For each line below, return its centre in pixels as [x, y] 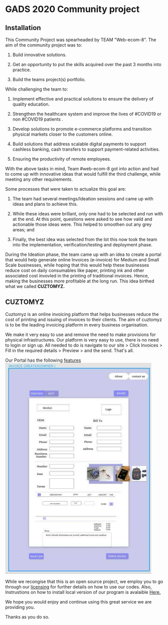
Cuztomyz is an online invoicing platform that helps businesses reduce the [82, 314]
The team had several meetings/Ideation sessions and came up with [83, 199]
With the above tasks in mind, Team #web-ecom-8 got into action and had [82, 169]
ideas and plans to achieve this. [45, 204]
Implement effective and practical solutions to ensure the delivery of [83, 99]
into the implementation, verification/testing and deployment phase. [82, 245]
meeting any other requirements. [39, 179]
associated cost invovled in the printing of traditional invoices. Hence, [77, 276]
